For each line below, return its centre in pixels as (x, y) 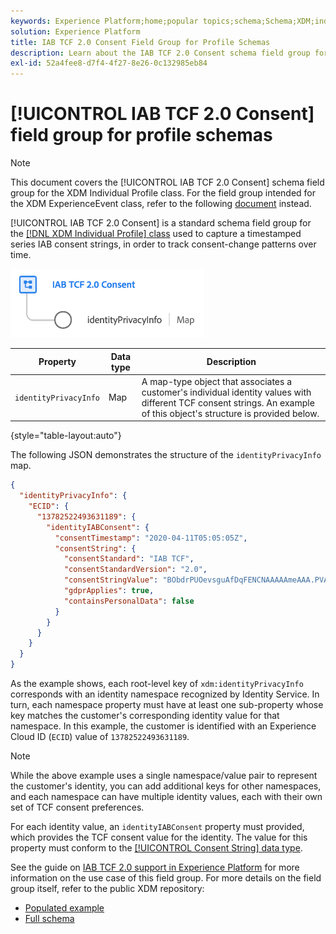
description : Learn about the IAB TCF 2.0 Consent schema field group (160, 53)
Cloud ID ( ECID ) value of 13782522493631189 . (100, 737)
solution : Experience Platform (75, 31)
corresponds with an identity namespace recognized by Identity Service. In (165, 694)
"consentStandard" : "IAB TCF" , (129, 559)
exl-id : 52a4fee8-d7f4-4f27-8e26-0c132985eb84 (109, 63)
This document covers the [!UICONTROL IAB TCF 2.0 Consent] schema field (167, 182)
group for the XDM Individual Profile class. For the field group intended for (163, 193)
